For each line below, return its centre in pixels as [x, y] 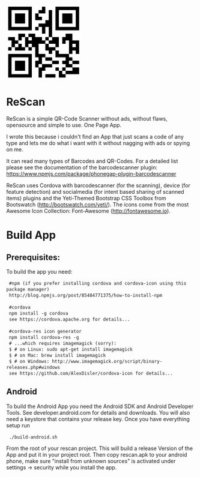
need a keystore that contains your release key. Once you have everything [98, 419]
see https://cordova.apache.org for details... [69, 319]
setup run [18, 425]
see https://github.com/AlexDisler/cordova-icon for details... [91, 373]
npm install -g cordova [38, 313]
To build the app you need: [39, 271]
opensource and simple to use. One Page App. [64, 125]
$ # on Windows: [29, 361]
